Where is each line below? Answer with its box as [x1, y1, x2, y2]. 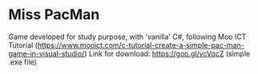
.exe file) [8, 57, 38, 67]
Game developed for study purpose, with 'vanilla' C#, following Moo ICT [8, 32, 247, 41]
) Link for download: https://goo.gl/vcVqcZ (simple [83, 49, 251, 58]
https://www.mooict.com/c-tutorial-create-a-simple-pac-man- [37, 40, 244, 49]
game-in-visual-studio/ [8, 49, 85, 58]
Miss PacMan [8, 6, 100, 24]
